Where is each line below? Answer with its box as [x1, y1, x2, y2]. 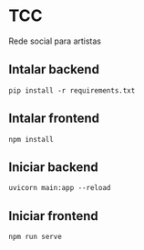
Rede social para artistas [8, 35, 102, 46]
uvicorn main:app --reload [8, 184, 111, 193]
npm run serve [8, 233, 63, 242]
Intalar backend [8, 62, 99, 77]
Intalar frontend [8, 111, 100, 126]
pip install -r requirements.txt [8, 85, 136, 95]
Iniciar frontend [8, 208, 99, 224]
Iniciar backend [8, 159, 98, 175]
